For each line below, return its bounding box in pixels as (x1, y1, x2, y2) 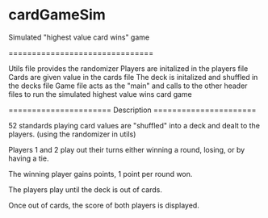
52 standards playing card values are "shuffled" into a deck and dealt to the (8, 120, 261, 130)
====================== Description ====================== (8, 105, 257, 115)
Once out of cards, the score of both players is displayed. (8, 200, 199, 210)
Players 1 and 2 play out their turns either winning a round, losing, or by (8, 145, 245, 154)
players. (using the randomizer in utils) (8, 129, 136, 139)
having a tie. (8, 153, 49, 163)
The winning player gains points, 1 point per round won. (8, 169, 193, 178)
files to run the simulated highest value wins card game (8, 89, 192, 99)
